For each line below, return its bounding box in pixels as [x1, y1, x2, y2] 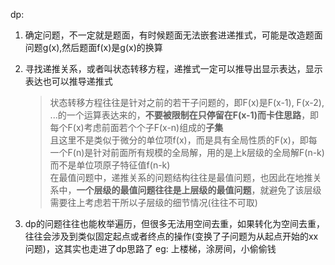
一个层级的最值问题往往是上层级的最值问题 [76, 184, 252, 196]
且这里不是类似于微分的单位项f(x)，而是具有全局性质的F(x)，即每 [49, 134, 318, 146]
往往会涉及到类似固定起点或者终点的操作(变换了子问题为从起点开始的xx [24, 230, 319, 242]
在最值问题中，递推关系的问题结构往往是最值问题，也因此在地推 [49, 172, 313, 183]
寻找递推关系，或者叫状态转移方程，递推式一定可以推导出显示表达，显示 [24, 63, 323, 74]
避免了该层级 [268, 184, 322, 196]
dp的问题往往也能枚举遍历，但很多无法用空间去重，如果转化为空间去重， [24, 218, 325, 229]
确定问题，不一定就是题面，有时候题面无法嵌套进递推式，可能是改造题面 [24, 29, 323, 41]
